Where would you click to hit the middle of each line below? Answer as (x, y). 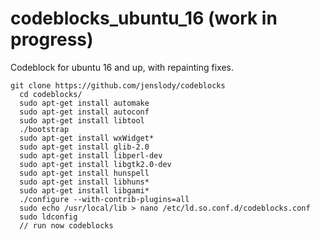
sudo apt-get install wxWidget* (87, 138)
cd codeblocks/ (51, 94)
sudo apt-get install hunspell (84, 173)
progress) (52, 39)
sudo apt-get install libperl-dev (91, 155)
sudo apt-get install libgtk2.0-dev (95, 164)
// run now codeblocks (66, 225)
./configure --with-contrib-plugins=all (104, 199)
